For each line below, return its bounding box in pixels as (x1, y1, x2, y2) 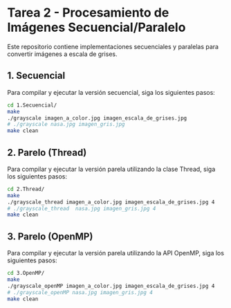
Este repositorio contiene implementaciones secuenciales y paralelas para (7, 42, 219, 51)
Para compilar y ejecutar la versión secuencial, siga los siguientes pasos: (7, 88, 216, 96)
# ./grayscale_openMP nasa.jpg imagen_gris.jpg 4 (7, 289, 154, 296)
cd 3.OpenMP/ (7, 270, 45, 277)
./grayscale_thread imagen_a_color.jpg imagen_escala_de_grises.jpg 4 (7, 199, 215, 206)
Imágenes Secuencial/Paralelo (7, 19, 186, 35)
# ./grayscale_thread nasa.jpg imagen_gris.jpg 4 (7, 205, 156, 212)
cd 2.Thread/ (7, 185, 45, 192)
